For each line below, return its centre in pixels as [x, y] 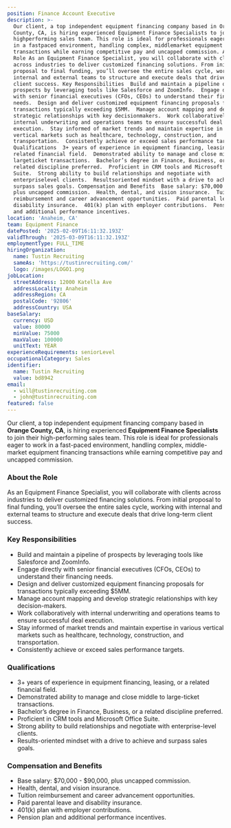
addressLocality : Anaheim [51, 288]
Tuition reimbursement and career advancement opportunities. [106, 796]
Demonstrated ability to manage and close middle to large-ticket [108, 697]
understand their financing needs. [65, 576]
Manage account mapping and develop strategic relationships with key [117, 598]
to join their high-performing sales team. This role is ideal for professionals [113, 438]
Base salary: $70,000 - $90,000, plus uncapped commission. [104, 781]
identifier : [24, 365]
